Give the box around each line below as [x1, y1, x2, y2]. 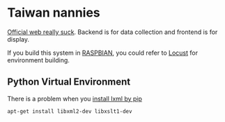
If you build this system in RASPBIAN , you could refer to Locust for [7, 49, 199, 57]
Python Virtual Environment [7, 76, 131, 88]
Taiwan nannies [7, 5, 101, 21]
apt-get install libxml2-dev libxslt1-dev [7, 107, 132, 115]
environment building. [7, 55, 70, 64]
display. [7, 35, 30, 43]
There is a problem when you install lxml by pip [7, 94, 143, 103]
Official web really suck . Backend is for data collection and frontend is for [7, 28, 218, 36]
